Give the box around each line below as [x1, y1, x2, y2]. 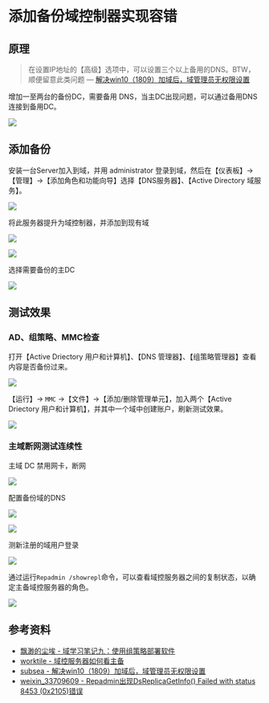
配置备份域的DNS [8, 493, 66, 502]
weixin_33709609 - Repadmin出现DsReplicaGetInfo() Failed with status [19, 676, 256, 685]
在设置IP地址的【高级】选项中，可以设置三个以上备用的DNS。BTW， [27, 65, 255, 74]
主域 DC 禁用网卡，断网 [8, 460, 87, 470]
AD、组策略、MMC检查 [8, 332, 100, 343]
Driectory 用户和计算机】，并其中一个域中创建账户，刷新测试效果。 [8, 403, 228, 414]
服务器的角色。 [43, 582, 93, 591]
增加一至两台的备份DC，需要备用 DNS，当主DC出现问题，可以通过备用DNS [8, 92, 258, 101]
